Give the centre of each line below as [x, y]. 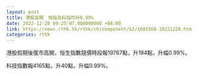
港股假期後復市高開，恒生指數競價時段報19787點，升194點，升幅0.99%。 [98, 53]
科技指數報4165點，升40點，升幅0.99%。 [59, 66]
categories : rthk [28, 35]
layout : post [23, 12]
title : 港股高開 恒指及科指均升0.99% [50, 18]
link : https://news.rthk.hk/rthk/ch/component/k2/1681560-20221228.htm [99, 29]
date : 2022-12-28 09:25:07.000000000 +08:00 [64, 23]
